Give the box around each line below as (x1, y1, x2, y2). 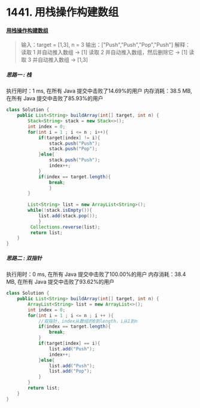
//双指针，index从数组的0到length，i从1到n (38, 318, 138, 324)
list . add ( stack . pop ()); (38, 212, 98, 219)
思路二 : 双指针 (6, 254, 43, 262)
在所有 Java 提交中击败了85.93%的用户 (6, 95, 104, 102)
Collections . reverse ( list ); (30, 224, 101, 230)
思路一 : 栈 (6, 71, 32, 78)
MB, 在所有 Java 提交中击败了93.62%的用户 (6, 278, 115, 286)
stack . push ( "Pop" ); (49, 146, 98, 152)
